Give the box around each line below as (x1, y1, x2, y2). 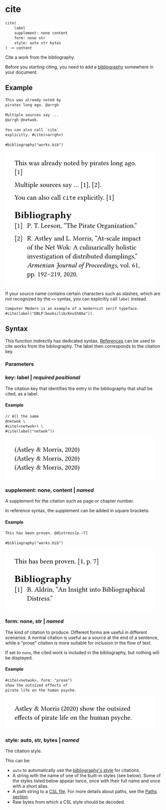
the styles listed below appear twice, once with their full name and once (12, 778, 161, 784)
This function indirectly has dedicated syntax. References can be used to (5, 338, 156, 344)
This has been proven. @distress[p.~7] (5, 531, 88, 536)
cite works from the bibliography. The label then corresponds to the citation (5, 343, 161, 349)
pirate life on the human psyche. (5, 687, 77, 693)
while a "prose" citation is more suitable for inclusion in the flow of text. (5, 640, 152, 646)
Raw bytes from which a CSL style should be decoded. (12, 799, 126, 805)
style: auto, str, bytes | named (5, 736, 80, 743)
